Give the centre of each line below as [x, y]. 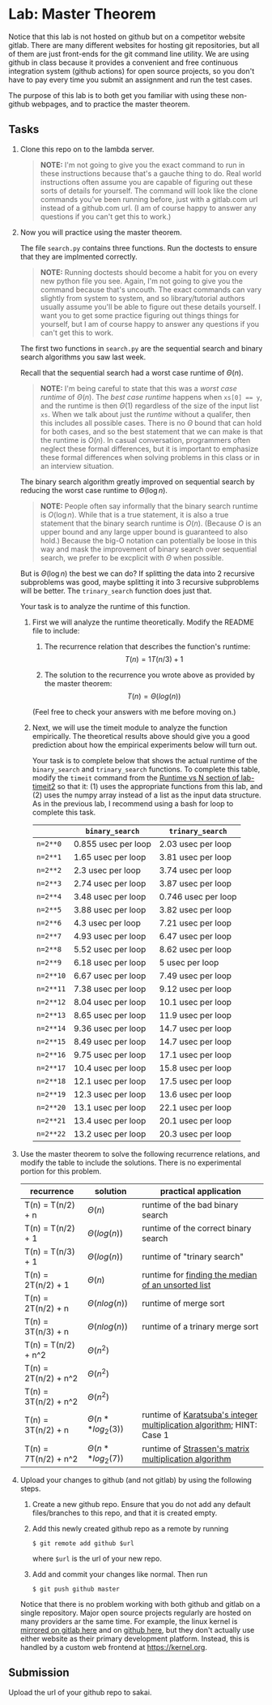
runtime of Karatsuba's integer [200, 1415]
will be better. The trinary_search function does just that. [116, 591]
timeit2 [44, 786]
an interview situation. [77, 466]
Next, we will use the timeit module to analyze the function [130, 728]
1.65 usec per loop [110, 857]
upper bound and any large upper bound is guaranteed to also [144, 531]
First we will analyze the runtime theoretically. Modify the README [143, 622]
